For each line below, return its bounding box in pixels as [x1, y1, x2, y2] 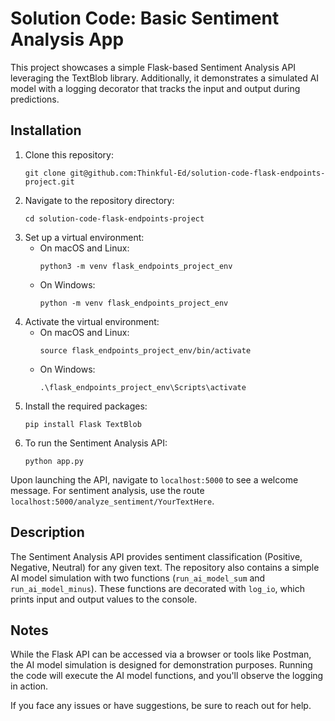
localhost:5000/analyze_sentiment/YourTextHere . [10, 495, 215, 507]
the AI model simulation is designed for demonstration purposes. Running [10, 659, 313, 671]
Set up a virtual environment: [24, 231, 145, 243]
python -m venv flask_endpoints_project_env [39, 298, 229, 308]
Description [10, 524, 85, 541]
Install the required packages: [24, 400, 148, 412]
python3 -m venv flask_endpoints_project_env [39, 261, 233, 271]
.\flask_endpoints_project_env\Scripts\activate [39, 382, 247, 392]
